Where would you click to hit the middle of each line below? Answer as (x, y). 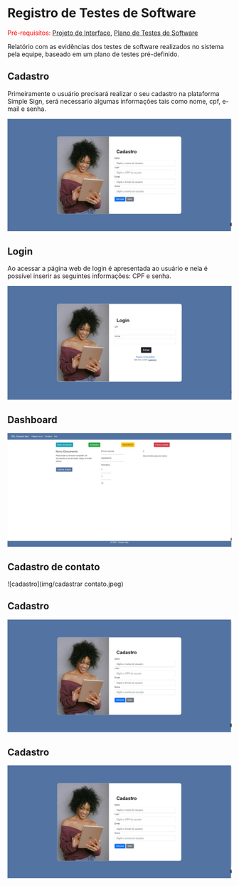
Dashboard (32, 420)
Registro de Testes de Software (102, 13)
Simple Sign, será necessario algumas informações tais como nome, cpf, (114, 101)
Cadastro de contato (54, 567)
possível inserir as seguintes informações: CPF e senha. (90, 276)
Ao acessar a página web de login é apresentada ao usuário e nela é (108, 269)
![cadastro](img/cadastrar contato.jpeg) (65, 584)
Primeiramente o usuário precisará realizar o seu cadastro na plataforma (113, 93)
